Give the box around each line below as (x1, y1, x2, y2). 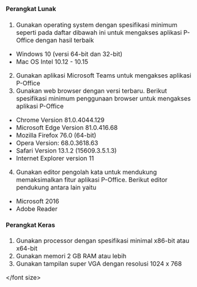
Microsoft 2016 (16, 197, 59, 205)
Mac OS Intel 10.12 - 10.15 (16, 57, 89, 66)
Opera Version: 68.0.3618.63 (16, 139, 98, 147)
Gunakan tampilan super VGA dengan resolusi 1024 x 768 (16, 259, 182, 268)
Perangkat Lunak (6, 5, 56, 13)
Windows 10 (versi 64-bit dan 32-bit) (16, 50, 123, 58)
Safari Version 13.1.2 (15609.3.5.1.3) (16, 146, 117, 155)
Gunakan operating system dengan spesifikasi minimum (16, 20, 178, 29)
